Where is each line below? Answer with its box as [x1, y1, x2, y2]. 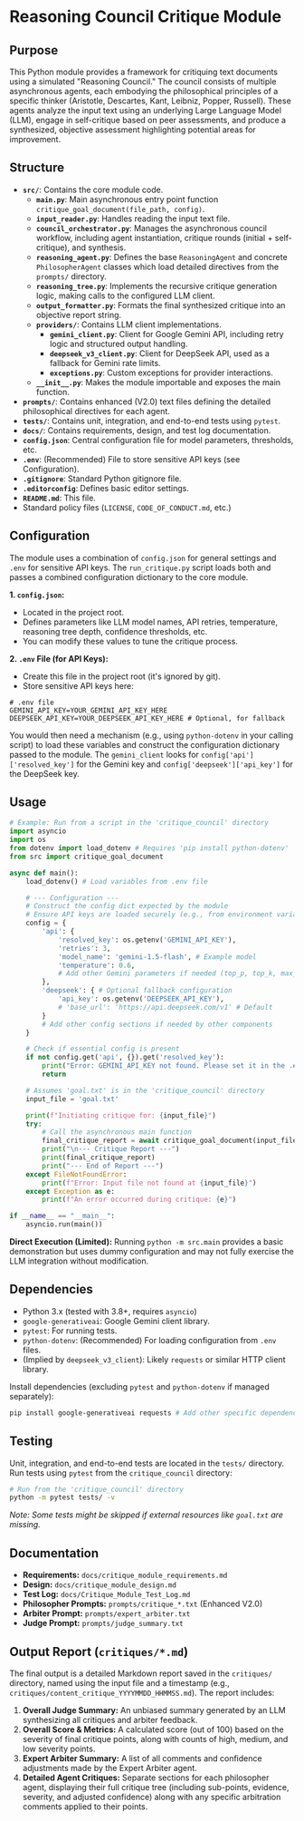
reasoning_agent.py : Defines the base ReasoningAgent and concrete [35, 251, 288, 262]
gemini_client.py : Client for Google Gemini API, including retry [49, 328, 284, 339]
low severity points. [22, 1743, 96, 1754]
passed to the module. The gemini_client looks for [9, 749, 199, 760]
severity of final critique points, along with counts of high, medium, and [22, 1733, 289, 1744]
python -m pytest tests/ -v [9, 1493, 116, 1502]
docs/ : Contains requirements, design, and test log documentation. [22, 424, 271, 436]
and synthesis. [71, 242, 127, 253]
